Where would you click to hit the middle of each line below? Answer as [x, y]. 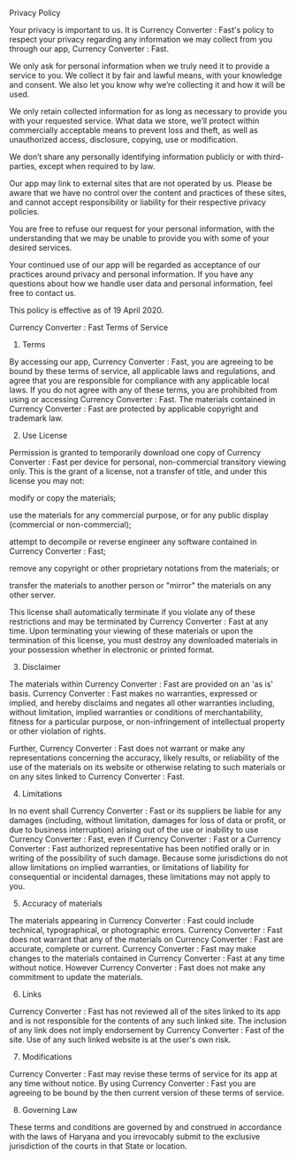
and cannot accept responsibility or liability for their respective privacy [138, 202]
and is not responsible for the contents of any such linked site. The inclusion [148, 1021]
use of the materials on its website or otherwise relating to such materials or [147, 767]
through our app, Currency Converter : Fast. [89, 49]
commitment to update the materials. [76, 977]
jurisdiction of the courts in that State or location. [98, 1146]
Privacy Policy [35, 13]
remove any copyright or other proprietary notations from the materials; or [145, 568]
